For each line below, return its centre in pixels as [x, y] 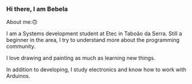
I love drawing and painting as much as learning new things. [81, 58]
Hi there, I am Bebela [37, 9]
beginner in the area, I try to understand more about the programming [93, 40]
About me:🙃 [22, 22]
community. [21, 46]
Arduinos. [18, 76]
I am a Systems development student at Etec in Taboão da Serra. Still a [94, 34]
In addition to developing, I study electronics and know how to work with [96, 70]
